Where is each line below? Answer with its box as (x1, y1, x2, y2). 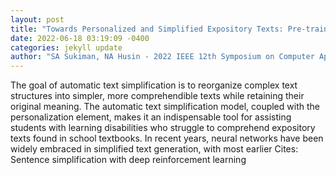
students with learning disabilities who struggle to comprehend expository (10, 122, 316, 134)
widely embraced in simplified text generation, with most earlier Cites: (10, 143, 299, 155)
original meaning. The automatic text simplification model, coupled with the (10, 101, 320, 113)
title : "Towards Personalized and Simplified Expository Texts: (10, 24, 284, 34)
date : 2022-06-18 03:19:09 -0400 (10, 33, 150, 43)
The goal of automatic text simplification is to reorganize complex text (10, 79, 298, 91)
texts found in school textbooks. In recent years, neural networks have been (10, 132, 324, 145)
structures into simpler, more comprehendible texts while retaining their (10, 90, 305, 102)
